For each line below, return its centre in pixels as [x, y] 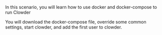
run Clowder [18, 12]
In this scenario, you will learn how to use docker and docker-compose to [81, 7]
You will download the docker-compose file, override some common [76, 22]
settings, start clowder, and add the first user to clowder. [64, 27]
